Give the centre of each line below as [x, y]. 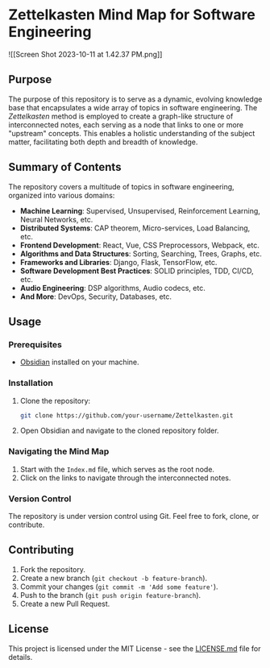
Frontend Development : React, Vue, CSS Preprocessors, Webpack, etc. [139, 245]
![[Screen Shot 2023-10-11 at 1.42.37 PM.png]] [85, 54]
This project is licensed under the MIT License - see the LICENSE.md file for [135, 648]
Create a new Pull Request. [65, 604]
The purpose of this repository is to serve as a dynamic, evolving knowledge [135, 99]
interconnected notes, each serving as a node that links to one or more [126, 124]
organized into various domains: [62, 195]
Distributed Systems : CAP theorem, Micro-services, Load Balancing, [135, 228]
